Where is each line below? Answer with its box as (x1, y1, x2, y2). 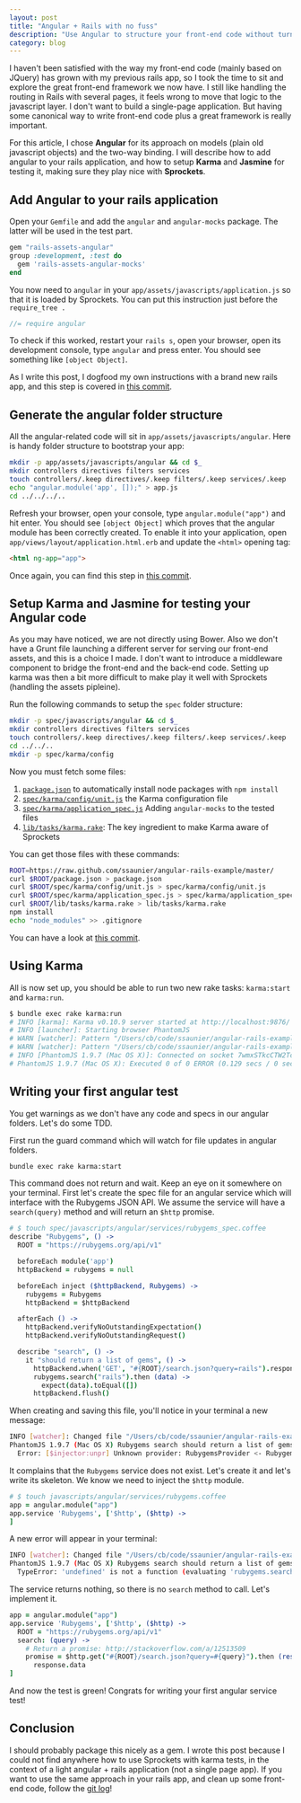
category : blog (9, 38, 66, 48)
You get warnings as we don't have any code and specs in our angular (9, 1108, 269, 1118)
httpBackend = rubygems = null (17, 1265, 134, 1274)
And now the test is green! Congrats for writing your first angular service (9, 1685, 278, 1696)
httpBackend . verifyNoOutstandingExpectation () (25, 1322, 202, 1332)
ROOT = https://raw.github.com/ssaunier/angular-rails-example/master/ (9, 866, 275, 875)
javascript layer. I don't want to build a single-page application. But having (9, 101, 282, 112)
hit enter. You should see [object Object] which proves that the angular (9, 517, 275, 528)
